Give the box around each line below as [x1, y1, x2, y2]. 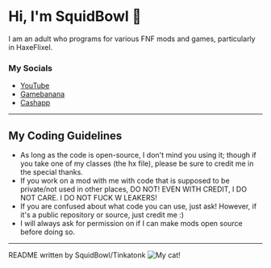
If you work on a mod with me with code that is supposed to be [19, 176, 230, 186]
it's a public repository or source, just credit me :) [19, 210, 184, 220]
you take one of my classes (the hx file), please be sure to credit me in [19, 159, 254, 168]
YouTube [19, 80, 50, 91]
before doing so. [19, 227, 75, 237]
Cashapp [19, 98, 51, 108]
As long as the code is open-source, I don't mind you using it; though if [19, 150, 256, 160]
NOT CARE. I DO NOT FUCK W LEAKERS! [19, 193, 157, 203]
